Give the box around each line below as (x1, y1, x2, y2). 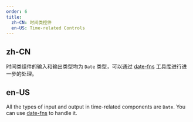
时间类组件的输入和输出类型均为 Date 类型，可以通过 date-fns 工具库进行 (6, 63, 182, 70)
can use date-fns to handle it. (6, 109, 77, 116)
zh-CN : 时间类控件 (11, 19, 52, 25)
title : (6, 14, 22, 20)
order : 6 (6, 8, 28, 15)
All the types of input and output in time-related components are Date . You (6, 103, 186, 110)
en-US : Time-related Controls (11, 25, 85, 31)
